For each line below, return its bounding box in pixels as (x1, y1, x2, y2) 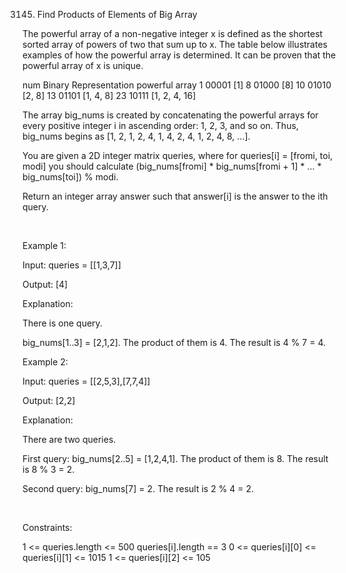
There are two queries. (22, 434, 117, 445)
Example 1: (22, 240, 67, 251)
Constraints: (22, 522, 73, 533)
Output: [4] (22, 279, 69, 290)
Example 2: (22, 356, 69, 368)
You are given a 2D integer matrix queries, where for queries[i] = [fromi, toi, (22, 150, 334, 161)
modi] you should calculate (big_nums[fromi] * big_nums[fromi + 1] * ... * (22, 160, 322, 172)
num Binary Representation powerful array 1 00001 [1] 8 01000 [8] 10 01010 (22, 79, 332, 91)
